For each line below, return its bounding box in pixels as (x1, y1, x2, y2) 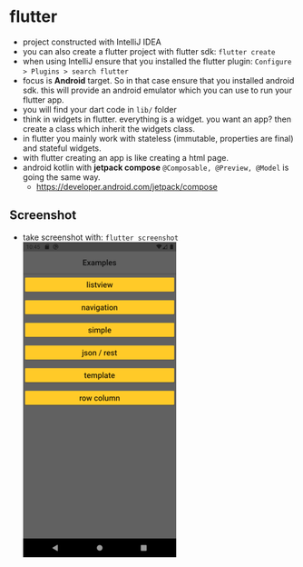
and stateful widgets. (22, 143, 102, 154)
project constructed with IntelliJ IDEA (22, 36, 161, 47)
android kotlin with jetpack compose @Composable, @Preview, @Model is (22, 162, 289, 173)
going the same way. (22, 171, 101, 183)
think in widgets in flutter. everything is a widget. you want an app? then (22, 114, 292, 124)
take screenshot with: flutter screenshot (22, 232, 179, 243)
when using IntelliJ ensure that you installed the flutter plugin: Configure (22, 55, 292, 66)
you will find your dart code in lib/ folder (22, 104, 177, 114)
